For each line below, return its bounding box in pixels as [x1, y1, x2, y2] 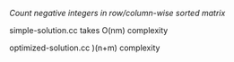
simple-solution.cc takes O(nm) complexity [9, 25, 169, 35]
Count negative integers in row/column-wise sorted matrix [9, 8, 226, 18]
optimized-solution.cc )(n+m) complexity [9, 42, 160, 53]
